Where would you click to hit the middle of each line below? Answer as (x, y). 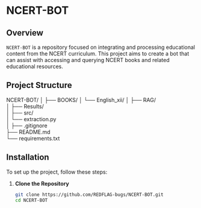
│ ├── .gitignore (27, 125)
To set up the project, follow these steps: (57, 172)
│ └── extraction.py (31, 119)
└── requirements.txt (33, 138)
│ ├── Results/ (25, 106)
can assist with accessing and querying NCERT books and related (88, 60)
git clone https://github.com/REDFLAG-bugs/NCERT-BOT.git (89, 194)
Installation (28, 157)
